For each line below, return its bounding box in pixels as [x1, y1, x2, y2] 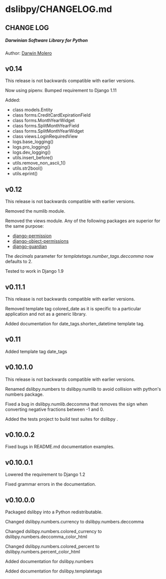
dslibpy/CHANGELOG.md [5, 4, 112, 15]
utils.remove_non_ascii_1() [12, 160, 66, 166]
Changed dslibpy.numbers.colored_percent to [5, 543, 100, 549]
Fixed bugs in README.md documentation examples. [5, 444, 115, 450]
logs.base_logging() [12, 139, 53, 145]
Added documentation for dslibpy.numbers [5, 558, 93, 564]
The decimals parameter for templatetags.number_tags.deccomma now [5, 253, 154, 259]
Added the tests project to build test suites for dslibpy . [5, 416, 118, 422]
